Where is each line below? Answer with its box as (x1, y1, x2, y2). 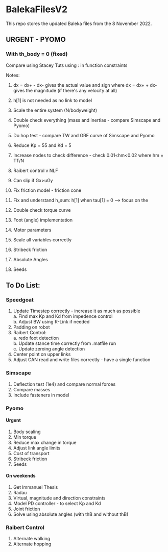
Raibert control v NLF (13, 167, 58, 173)
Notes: (6, 72, 20, 78)
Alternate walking (13, 536, 51, 542)
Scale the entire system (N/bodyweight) (13, 107, 98, 113)
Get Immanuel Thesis (13, 484, 58, 490)
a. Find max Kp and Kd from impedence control (13, 313, 113, 319)
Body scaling (13, 429, 41, 435)
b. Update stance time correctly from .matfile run (13, 340, 116, 346)
